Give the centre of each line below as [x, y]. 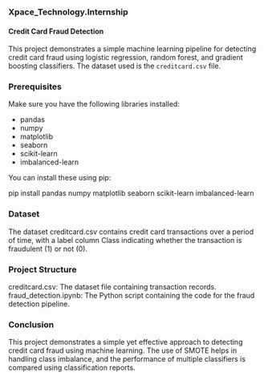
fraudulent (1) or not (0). [48, 249]
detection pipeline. [39, 304]
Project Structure [43, 269]
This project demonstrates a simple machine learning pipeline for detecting [132, 49]
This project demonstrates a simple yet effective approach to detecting [126, 342]
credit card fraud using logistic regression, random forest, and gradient [126, 58]
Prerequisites [35, 87]
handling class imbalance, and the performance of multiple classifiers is [127, 359]
